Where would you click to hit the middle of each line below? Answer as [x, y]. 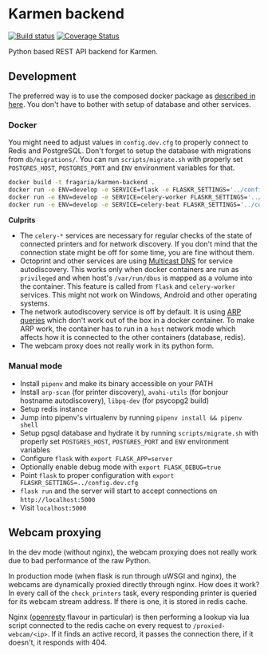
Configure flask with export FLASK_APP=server [96, 458]
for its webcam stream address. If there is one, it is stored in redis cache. [128, 601]
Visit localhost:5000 [53, 507]
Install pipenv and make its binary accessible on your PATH [116, 383]
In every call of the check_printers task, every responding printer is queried [133, 593]
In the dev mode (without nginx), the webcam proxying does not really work [133, 552]
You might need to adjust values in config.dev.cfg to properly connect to [128, 142]
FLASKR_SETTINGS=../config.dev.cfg [79, 483]
